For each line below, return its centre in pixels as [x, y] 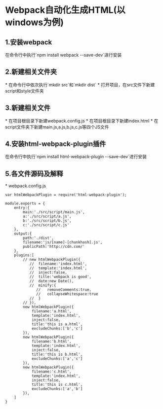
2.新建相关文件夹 [31, 72]
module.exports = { [25, 204]
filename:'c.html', [51, 372]
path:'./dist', [39, 238]
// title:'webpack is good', [61, 277]
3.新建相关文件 [28, 108]
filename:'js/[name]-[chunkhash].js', [63, 242]
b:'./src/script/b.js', [47, 221]
